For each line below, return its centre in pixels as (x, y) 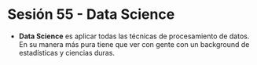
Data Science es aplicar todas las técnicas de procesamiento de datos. (134, 36)
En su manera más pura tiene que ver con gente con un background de (134, 44)
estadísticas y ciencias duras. (67, 52)
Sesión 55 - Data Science (91, 14)
